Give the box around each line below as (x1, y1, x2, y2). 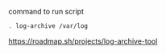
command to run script (8, 7, 85, 16)
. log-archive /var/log (8, 22, 89, 30)
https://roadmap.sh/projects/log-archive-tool (8, 36, 158, 46)
